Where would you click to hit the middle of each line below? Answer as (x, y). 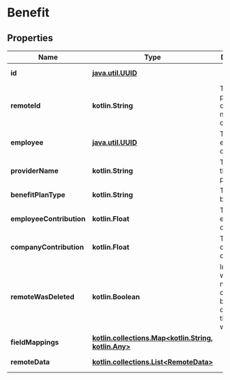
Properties (30, 38)
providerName (35, 171)
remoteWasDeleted (42, 297)
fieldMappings (35, 342)
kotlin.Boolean (116, 297)
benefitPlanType (38, 195)
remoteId (26, 106)
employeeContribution (48, 219)
